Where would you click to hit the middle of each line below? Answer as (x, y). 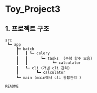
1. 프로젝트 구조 (27, 28)
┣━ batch (25, 49)
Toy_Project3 (33, 9)
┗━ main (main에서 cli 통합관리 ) (49, 78)
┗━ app (14, 45)
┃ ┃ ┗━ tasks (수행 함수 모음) (54, 58)
